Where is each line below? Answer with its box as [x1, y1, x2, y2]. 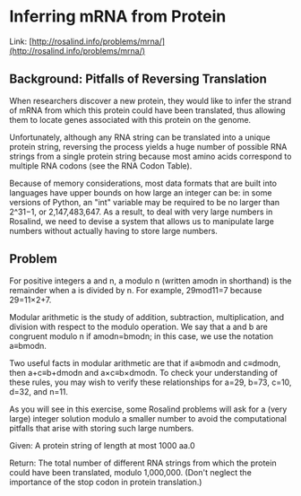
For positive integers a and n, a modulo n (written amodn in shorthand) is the [9, 275, 292, 286]
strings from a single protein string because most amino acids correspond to [9, 151, 292, 161]
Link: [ [9, 36, 33, 47]
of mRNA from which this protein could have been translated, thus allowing [9, 105, 286, 116]
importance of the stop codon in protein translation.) [9, 476, 202, 487]
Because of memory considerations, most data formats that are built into [9, 178, 278, 188]
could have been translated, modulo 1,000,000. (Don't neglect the [9, 466, 253, 477]
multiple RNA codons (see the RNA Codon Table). [9, 160, 193, 171]
